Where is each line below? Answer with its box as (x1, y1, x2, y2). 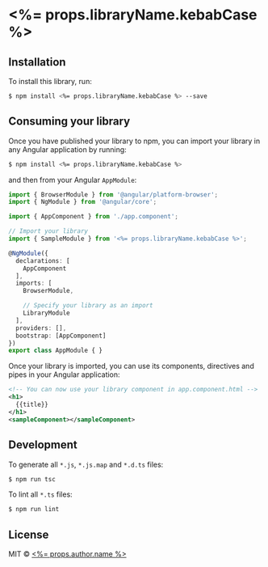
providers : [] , (15, 324, 67, 332)
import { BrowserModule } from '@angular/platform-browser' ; (8, 190, 219, 199)
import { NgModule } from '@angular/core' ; (8, 198, 157, 206)
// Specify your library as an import (23, 302, 153, 310)
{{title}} (15, 400, 48, 409)
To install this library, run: (8, 77, 93, 86)
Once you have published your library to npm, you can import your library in (8, 136, 261, 146)
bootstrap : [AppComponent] (15, 332, 107, 340)
